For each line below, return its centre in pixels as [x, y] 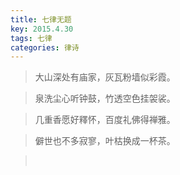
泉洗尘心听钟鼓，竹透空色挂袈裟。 [105, 98]
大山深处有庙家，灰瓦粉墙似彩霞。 [105, 77]
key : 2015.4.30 [42, 29]
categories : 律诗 [45, 47]
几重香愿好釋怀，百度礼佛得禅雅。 [105, 120]
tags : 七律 [31, 38]
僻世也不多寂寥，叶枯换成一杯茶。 [105, 141]
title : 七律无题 [41, 19]
